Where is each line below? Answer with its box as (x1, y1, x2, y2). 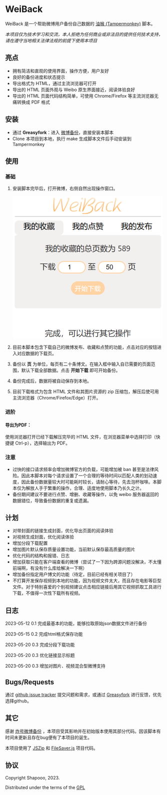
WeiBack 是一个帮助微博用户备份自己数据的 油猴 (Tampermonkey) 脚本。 (5, 20, 155, 26)
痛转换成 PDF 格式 (12, 99, 50, 105)
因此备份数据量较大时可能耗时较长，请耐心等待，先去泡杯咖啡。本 (21, 478, 157, 484)
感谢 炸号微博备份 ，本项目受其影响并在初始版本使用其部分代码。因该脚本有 (5, 728, 161, 734)
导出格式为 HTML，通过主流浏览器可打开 (12, 80, 96, 86)
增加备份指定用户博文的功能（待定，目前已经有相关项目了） (12, 571, 135, 577)
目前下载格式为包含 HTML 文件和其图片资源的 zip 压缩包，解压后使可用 (12, 388, 159, 394)
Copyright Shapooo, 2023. (5, 774, 60, 780)
